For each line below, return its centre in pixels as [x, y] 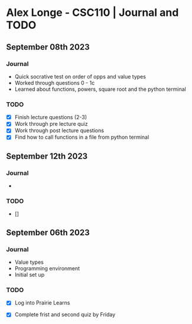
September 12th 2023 [47, 156]
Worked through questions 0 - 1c [55, 83]
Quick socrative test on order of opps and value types [80, 76]
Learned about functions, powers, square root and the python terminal [100, 89]
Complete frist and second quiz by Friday [65, 315]
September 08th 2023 [48, 47]
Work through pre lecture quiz [51, 124]
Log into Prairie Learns [42, 303]
